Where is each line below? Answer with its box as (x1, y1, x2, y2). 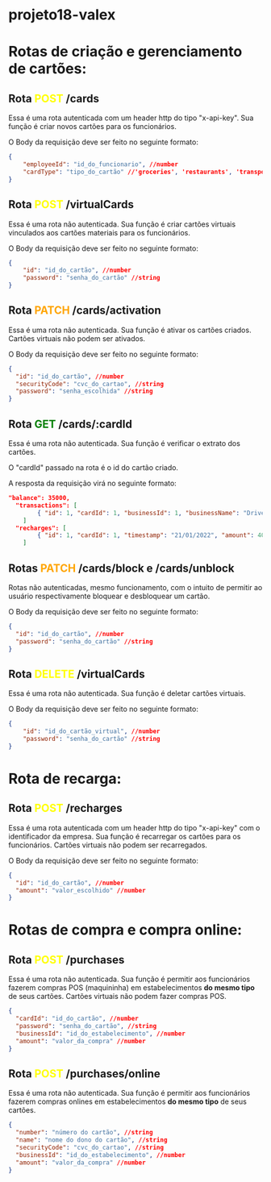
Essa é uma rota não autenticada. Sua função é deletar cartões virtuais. (8, 689, 246, 698)
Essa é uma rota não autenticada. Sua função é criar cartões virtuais (8, 219, 236, 229)
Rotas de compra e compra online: (8, 921, 243, 939)
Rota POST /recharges (8, 801, 123, 815)
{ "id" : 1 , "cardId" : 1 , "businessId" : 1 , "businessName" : (37, 509, 240, 517)
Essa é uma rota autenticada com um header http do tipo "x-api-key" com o (8, 822, 261, 832)
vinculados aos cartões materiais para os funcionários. (8, 227, 191, 237)
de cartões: (8, 60, 87, 78)
